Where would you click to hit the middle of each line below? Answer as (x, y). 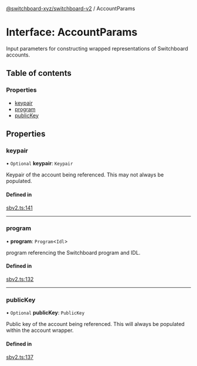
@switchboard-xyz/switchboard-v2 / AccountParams (71, 9)
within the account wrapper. (40, 330)
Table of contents (39, 73)
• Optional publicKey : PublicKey (45, 313)
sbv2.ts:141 (20, 208)
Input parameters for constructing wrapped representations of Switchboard (97, 48)
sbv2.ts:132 (20, 280)
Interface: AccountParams (72, 32)
